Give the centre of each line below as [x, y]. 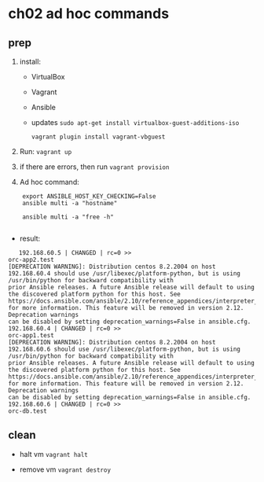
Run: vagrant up [46, 151]
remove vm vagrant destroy [65, 469]
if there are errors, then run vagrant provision [94, 167]
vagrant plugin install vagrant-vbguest [98, 137]
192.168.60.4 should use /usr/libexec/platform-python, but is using [125, 274]
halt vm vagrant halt [54, 454]
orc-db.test [27, 411]
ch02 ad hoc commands [89, 14]
